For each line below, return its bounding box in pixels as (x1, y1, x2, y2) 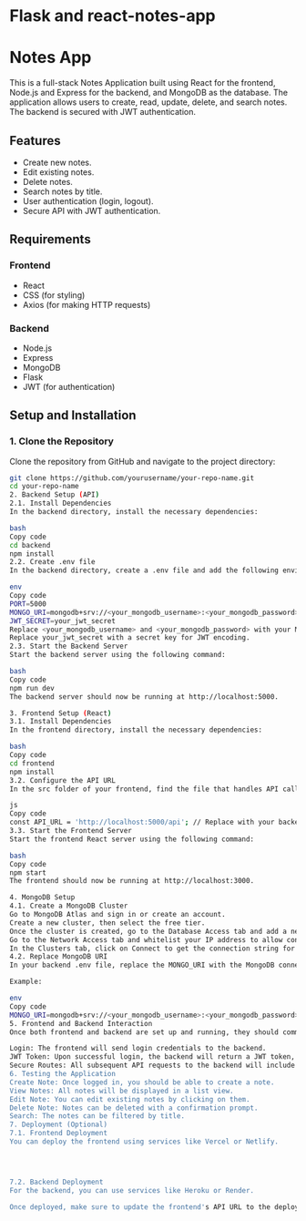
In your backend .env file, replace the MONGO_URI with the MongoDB (9, 960, 275, 970)
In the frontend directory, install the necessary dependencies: (9, 725, 262, 734)
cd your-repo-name (9, 482, 79, 491)
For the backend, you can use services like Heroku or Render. (9, 1185, 255, 1195)
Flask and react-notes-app (9, 5, 216, 26)
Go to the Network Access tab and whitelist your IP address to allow (9, 935, 283, 944)
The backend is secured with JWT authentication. (9, 107, 197, 118)
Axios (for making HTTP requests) (22, 299, 151, 310)
